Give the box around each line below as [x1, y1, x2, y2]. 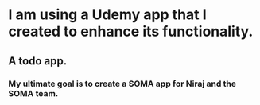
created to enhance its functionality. [8, 22, 254, 41]
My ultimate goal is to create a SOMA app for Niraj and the [8, 78, 237, 89]
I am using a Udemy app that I [8, 6, 207, 24]
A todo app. [8, 54, 68, 68]
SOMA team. [8, 87, 59, 99]
